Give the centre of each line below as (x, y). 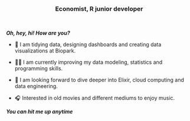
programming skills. (39, 68)
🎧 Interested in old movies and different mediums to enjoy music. (95, 98)
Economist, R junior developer (99, 9)
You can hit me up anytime (40, 112)
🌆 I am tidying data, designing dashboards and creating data (88, 45)
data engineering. (36, 86)
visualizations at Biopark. (45, 51)
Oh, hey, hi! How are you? (38, 33)
